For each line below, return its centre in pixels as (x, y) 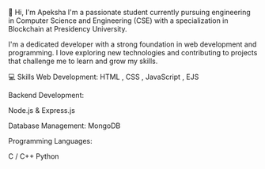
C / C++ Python (34, 156)
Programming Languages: (50, 141)
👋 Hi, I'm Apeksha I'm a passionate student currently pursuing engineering (129, 12)
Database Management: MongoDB (64, 126)
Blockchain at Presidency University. (68, 29)
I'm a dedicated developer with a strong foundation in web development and (132, 44)
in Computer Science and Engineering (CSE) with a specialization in (118, 21)
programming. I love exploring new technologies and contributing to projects (133, 53)
